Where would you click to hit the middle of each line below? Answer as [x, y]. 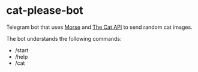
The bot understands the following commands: [64, 38]
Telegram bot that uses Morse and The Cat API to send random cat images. [100, 27]
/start [22, 50]
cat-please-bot [45, 10]
